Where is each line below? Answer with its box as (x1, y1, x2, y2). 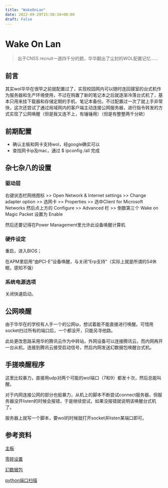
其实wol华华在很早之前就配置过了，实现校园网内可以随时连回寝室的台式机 (5, 86, 157, 92)
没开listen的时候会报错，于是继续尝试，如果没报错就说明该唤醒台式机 (13, 398, 156, 404)
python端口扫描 (5, 477, 37, 483)
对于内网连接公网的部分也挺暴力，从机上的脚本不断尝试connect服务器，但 (5, 392, 158, 398)
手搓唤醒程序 (5, 361, 45, 369)
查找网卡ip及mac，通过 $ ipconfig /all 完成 (12, 147, 100, 153)
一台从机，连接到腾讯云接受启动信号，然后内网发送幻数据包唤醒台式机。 (5, 345, 154, 351)
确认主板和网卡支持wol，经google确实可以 (12, 141, 100, 147)
